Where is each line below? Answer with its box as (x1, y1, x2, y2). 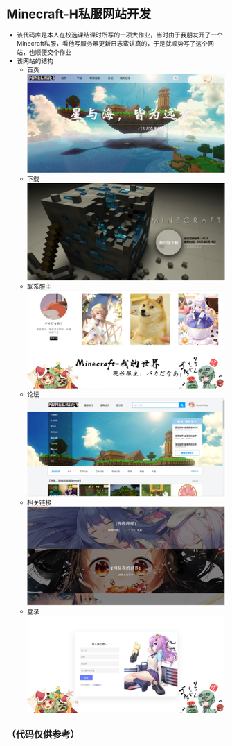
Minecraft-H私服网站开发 (6, 6, 152, 22)
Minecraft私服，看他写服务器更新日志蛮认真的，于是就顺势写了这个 (16, 39, 208, 47)
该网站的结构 (16, 56, 53, 65)
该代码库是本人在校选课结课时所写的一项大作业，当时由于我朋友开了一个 (16, 31, 223, 39)
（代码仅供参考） (6, 729, 80, 740)
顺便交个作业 (35, 48, 72, 56)
